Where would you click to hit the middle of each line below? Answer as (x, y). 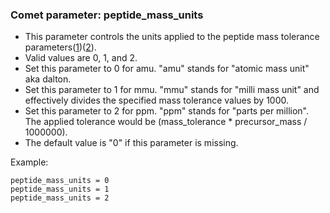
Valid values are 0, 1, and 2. (81, 58)
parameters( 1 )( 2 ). (60, 47)
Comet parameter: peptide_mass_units (107, 15)
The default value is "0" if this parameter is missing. (131, 143)
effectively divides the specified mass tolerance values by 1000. (157, 100)
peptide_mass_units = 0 (60, 181)
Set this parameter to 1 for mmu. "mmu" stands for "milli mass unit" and (172, 90)
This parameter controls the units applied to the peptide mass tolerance (172, 37)
